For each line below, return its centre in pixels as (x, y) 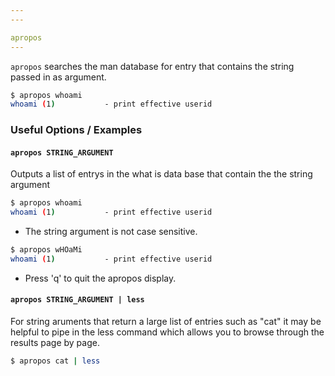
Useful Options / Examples (76, 130)
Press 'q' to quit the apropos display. (100, 278)
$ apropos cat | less (55, 361)
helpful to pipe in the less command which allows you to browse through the (167, 332)
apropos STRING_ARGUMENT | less (77, 300)
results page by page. (55, 343)
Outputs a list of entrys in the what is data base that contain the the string (161, 174)
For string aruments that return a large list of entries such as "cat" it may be (166, 322)
